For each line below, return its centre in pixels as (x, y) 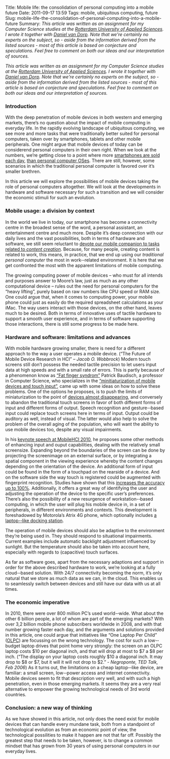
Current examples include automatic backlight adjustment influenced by (80, 541)
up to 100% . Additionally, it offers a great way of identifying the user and (81, 488)
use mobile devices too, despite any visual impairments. (64, 429)
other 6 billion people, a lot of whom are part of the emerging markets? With (84, 619)
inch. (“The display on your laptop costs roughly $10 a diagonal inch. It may (84, 657)
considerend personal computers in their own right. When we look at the (81, 150)
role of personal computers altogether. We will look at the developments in (83, 187)
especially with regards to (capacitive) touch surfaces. (62, 552)
